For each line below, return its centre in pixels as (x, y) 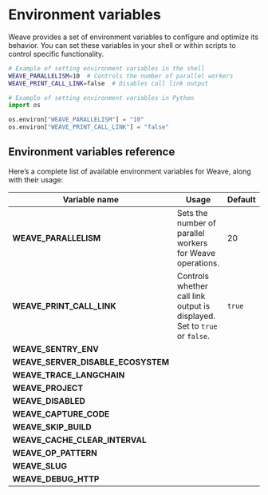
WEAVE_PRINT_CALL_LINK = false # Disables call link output (108, 83)
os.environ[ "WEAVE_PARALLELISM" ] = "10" (77, 120)
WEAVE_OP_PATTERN (55, 453)
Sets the (192, 213)
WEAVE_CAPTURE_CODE (61, 413)
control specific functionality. (56, 54)
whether (193, 285)
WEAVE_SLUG (40, 465)
